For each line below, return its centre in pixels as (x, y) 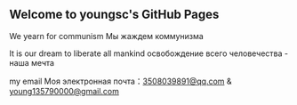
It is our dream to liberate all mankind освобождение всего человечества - (149, 53)
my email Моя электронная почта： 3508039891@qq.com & (121, 81)
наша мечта (32, 62)
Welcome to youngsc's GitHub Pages (114, 15)
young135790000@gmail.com (64, 91)
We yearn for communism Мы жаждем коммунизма (107, 36)
